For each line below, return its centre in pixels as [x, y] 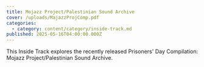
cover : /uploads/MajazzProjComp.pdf [53, 18]
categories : [21, 23]
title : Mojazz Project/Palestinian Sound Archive [71, 12]
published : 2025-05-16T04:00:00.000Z [54, 34]
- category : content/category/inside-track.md [72, 29]
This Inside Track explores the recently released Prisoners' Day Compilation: [102, 51]
